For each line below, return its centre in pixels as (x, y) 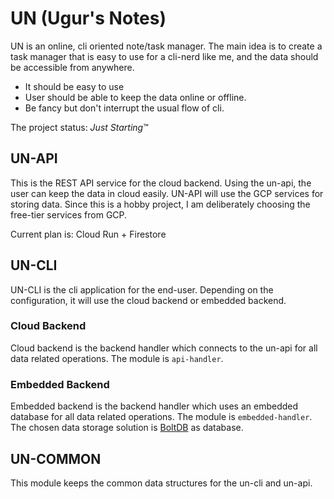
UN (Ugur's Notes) (88, 18)
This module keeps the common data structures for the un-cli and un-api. (161, 483)
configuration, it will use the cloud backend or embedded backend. (148, 300)
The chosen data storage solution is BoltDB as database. (127, 428)
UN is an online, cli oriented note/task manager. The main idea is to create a (166, 46)
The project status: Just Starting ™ (79, 127)
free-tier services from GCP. (69, 214)
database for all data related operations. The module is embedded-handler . (161, 417)
